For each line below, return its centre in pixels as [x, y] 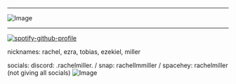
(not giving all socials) [39, 73]
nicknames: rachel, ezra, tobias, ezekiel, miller [74, 52]
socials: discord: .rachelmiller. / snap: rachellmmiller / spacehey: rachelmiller [118, 65]
